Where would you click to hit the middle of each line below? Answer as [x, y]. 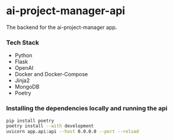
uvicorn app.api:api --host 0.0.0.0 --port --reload [73, 132]
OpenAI [24, 68]
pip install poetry [30, 121]
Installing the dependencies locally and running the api [87, 109]
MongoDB [27, 87]
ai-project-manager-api [66, 11]
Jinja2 [22, 80]
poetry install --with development [50, 126]
